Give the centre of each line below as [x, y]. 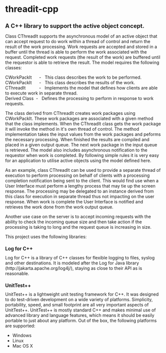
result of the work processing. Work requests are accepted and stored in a [81, 47]
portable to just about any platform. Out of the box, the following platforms [81, 321]
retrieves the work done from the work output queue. [59, 207]
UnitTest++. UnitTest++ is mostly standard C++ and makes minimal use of [81, 310]
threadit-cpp [32, 9]
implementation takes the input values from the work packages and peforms [83, 134]
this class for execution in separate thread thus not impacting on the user [80, 196]
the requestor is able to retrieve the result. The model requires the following [82, 62]
